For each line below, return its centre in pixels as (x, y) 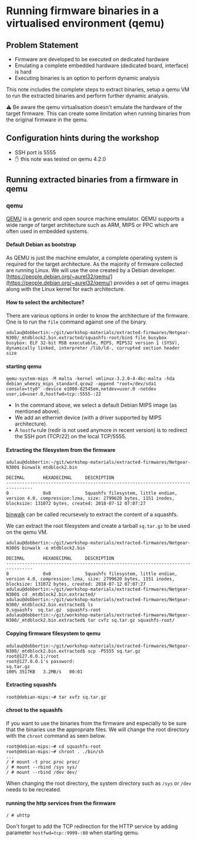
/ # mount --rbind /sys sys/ (42, 767)
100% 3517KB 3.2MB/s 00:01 (44, 672)
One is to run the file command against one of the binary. (77, 322)
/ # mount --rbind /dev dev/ (42, 772)
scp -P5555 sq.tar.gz (114, 651)
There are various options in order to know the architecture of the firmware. (98, 315)
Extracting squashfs (31, 685)
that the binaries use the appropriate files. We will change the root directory (98, 729)
